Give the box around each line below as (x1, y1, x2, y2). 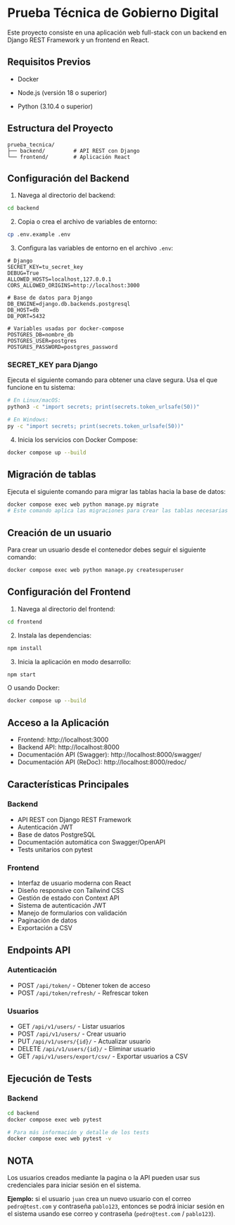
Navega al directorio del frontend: (17, 604, 115, 613)
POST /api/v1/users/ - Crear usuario (17, 1029, 127, 1039)
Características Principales (7, 778, 129, 790)
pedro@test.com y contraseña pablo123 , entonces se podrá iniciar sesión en (7, 1202, 225, 1211)
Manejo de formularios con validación (17, 909, 127, 918)
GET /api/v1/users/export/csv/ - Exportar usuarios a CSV (17, 1052, 189, 1060)
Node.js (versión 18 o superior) (17, 88, 108, 96)
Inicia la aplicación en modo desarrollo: (17, 657, 132, 666)
